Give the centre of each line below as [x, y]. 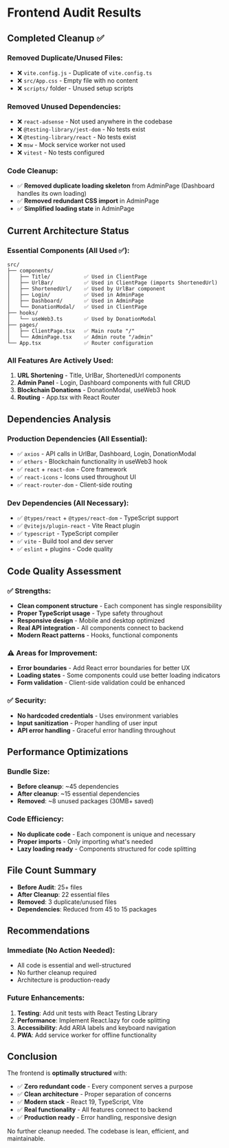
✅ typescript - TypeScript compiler [68, 534]
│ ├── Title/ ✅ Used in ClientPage [77, 277]
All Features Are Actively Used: [60, 361]
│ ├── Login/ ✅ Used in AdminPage [76, 295]
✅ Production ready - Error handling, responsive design [97, 1118]
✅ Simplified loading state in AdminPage [76, 209]
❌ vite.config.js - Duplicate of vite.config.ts [85, 72]
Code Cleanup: [33, 171]
